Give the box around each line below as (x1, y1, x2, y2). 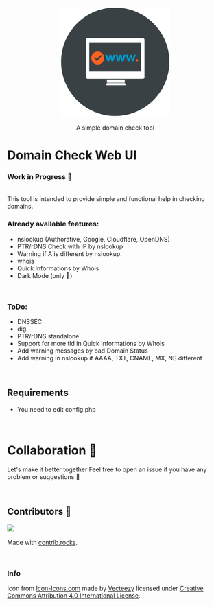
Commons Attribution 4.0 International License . (7, 591, 141, 600)
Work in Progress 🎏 (7, 172, 73, 182)
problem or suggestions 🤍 (7, 472, 80, 480)
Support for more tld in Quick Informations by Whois (16, 340, 165, 348)
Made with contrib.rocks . (7, 538, 78, 546)
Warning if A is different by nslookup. (16, 249, 122, 257)
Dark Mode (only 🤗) (16, 271, 73, 279)
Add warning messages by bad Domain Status (16, 347, 149, 355)
